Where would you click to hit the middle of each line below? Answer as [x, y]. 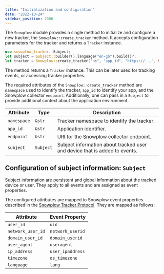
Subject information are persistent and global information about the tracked [81, 180]
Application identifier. [82, 129]
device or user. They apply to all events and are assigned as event [72, 185]
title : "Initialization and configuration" [50, 10]
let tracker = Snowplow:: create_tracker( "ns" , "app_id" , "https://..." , [81, 61]
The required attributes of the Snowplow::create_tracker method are [74, 85]
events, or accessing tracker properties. [45, 75]
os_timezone [63, 258]
